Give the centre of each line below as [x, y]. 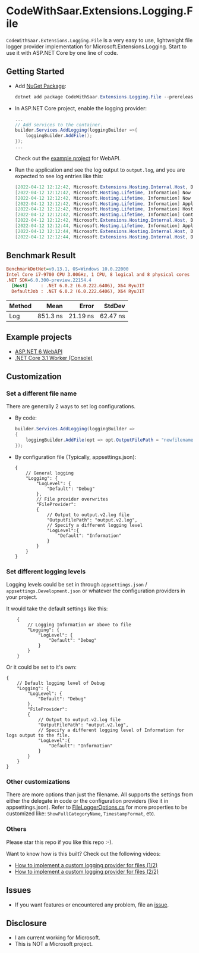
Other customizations [38, 782]
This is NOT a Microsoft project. [54, 944]
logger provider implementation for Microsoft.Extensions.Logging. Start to [97, 46]
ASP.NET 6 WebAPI [39, 351]
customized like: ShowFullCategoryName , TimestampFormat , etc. [81, 814]
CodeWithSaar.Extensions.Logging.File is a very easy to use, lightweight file [99, 40]
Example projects [39, 337]
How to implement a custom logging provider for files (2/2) [87, 871]
